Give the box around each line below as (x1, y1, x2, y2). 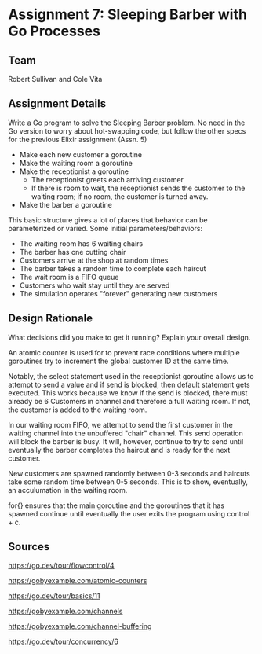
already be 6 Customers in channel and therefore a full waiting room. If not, (8, 396, 251, 406)
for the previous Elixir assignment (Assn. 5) (8, 134, 147, 144)
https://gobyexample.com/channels (8, 607, 123, 616)
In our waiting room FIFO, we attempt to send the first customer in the (8, 420, 233, 429)
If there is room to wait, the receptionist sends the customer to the (31, 183, 246, 193)
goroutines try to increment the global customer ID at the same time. (8, 356, 229, 366)
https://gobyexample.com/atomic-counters (8, 576, 147, 586)
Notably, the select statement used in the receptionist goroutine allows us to (8, 371, 254, 380)
